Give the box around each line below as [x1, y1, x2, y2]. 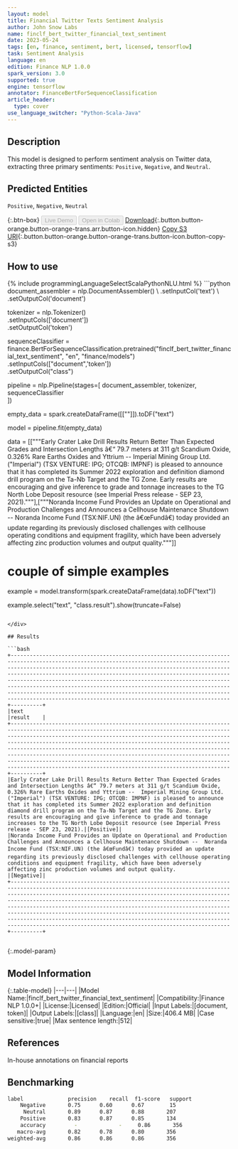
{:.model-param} [7, 946, 57, 956]
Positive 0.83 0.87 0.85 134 [20, 1115, 176, 1123]
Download [124, 216, 155, 225]
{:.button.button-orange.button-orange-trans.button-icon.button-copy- [17, 232, 226, 241]
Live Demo [45, 217, 73, 225]
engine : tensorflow [7, 83, 65, 90]
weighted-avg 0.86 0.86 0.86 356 [7, 1135, 176, 1142]
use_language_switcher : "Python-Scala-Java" [7, 109, 141, 117]
